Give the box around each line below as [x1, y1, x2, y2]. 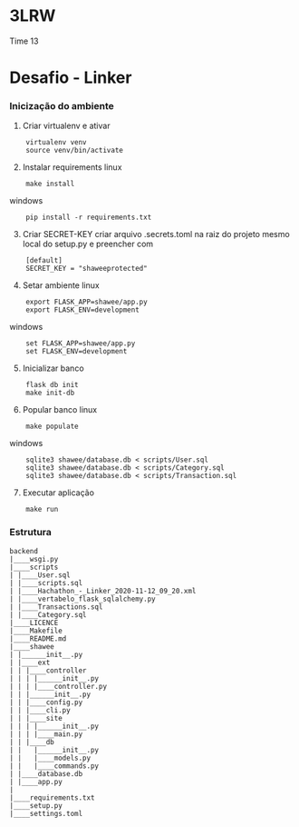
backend [9, 546, 39, 555]
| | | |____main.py [9, 729, 83, 739]
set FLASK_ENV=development [25, 347, 128, 356]
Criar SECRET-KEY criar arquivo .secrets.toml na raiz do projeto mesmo [22, 229, 290, 240]
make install [25, 179, 75, 189]
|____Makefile [9, 626, 63, 635]
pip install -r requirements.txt [25, 213, 152, 223]
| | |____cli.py [9, 705, 71, 714]
